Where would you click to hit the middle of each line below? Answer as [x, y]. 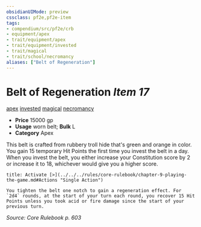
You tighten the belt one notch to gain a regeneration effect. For [94, 191]
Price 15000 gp [34, 120]
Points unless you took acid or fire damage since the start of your [95, 201]
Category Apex [34, 133]
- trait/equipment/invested [42, 46]
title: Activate [26, 175]
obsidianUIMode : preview [37, 12]
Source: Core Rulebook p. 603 [44, 218]
